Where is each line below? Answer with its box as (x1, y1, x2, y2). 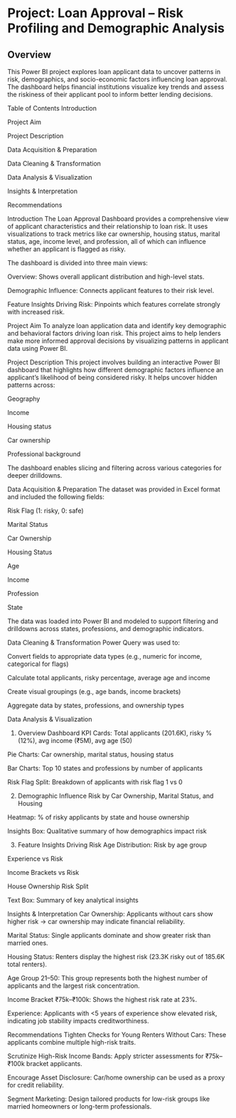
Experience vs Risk (7, 854, 63, 863)
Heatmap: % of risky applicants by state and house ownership (7, 813, 190, 821)
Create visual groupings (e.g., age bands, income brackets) (7, 687, 181, 696)
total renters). (7, 960, 48, 968)
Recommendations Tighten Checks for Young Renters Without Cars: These (7, 1030, 227, 1039)
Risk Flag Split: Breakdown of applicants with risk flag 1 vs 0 (7, 778, 183, 786)
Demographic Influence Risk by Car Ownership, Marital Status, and (17, 791, 214, 800)
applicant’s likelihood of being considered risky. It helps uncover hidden (7, 373, 218, 381)
